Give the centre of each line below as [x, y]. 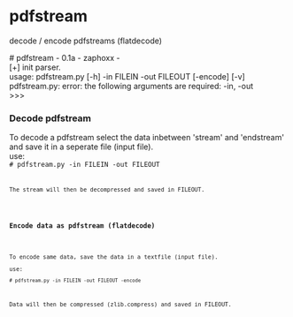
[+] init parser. [35, 67]
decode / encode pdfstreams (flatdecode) [85, 41]
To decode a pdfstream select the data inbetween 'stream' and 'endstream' [147, 138]
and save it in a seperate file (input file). [81, 147]
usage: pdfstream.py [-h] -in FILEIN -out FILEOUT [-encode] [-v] [127, 76]
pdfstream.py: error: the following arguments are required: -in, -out [131, 86]
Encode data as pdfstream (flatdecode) [82, 226]
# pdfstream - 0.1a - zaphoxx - [65, 57]
